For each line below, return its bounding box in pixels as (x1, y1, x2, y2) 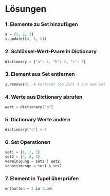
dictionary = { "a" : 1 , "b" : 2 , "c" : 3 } (5, 59, 86, 64)
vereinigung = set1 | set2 (5, 159, 60, 164)
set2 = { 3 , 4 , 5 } (5, 154, 40, 159)
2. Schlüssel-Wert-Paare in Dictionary (5, 48, 97, 55)
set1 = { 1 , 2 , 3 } (5, 150, 40, 155)
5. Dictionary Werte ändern (5, 116, 71, 123)
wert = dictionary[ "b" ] (5, 104, 54, 109)
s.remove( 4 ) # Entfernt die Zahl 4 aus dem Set (5, 82, 106, 87)
